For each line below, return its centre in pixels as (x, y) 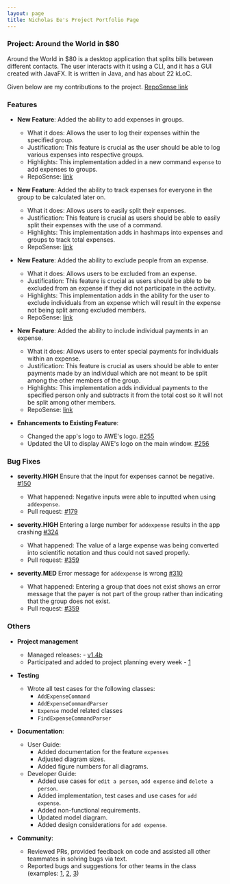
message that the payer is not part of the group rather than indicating (125, 594)
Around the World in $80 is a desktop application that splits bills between (110, 58)
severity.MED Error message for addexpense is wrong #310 (100, 574)
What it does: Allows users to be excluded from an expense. (112, 274)
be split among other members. (72, 403)
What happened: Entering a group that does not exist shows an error (124, 587)
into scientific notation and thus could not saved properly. (108, 553)
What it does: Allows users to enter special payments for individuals (123, 352)
